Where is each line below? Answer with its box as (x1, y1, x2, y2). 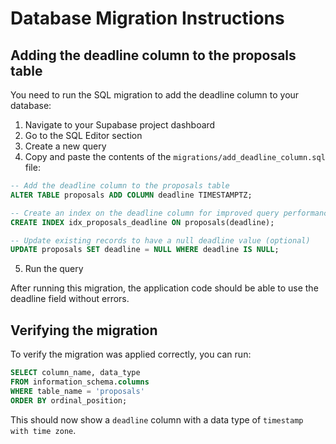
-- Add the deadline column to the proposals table (10, 181, 230, 191)
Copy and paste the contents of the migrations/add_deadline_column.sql (24, 151, 326, 162)
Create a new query (24, 140, 107, 152)
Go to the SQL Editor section (24, 130, 143, 141)
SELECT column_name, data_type (10, 368, 141, 378)
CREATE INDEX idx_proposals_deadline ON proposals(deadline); (10, 217, 275, 227)
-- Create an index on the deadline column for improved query (10, 208, 280, 218)
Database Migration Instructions (10, 7, 285, 30)
